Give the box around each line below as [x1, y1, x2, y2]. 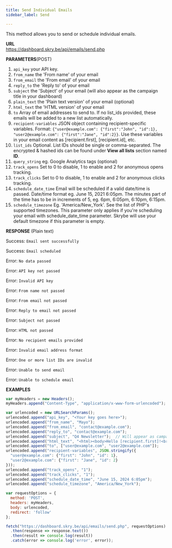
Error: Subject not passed [6, 317, 60, 323]
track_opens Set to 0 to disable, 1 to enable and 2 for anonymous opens [13, 164, 164, 170]
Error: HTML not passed [6, 327, 53, 333]
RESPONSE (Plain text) [6, 228, 54, 234]
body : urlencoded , [10, 505, 50, 510]
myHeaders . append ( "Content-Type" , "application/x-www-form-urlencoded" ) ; [6, 401, 166, 406]
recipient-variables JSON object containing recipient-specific [13, 120, 146, 126]
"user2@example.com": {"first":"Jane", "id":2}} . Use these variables [13, 131, 163, 137]
